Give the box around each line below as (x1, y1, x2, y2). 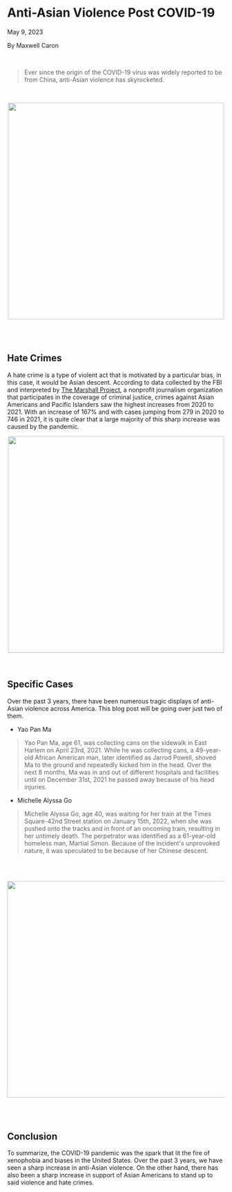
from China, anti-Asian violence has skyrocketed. (23, 75, 164, 84)
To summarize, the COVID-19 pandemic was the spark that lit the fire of (7, 1149, 211, 1157)
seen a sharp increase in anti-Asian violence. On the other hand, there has (7, 1164, 219, 1172)
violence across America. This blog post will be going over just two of (24, 704, 223, 712)
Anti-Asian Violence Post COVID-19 (7, 5, 215, 21)
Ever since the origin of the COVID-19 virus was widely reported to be (23, 68, 222, 76)
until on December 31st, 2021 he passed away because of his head (23, 775, 215, 784)
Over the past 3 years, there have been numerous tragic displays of (7, 696, 200, 705)
